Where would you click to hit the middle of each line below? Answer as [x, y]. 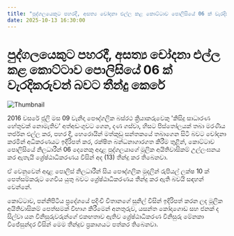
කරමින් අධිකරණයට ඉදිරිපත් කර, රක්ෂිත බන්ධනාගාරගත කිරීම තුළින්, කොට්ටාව [111, 142]
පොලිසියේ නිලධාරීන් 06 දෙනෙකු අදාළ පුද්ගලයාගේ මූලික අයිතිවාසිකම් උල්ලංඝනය [114, 150]
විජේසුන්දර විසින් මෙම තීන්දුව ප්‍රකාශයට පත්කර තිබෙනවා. [83, 224]
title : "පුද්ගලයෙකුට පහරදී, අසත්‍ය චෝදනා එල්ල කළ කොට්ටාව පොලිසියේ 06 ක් [110, 14]
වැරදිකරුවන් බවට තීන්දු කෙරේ [86, 85]
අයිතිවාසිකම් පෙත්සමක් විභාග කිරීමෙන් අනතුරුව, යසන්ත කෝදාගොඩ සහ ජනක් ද [113, 209]
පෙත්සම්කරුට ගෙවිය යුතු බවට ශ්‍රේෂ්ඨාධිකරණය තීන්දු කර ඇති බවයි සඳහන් [106, 179]
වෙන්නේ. [19, 187]
